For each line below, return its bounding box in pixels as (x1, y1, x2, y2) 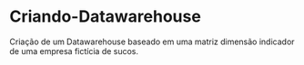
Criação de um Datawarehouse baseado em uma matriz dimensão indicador (9, 36, 295, 47)
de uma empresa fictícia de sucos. (9, 45, 139, 56)
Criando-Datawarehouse (9, 6, 202, 27)
